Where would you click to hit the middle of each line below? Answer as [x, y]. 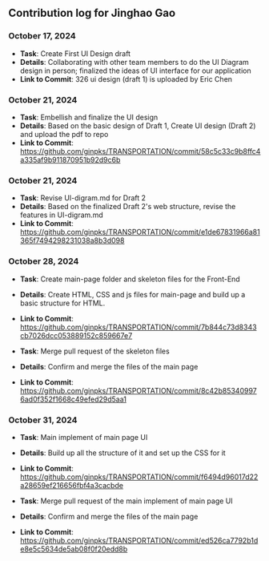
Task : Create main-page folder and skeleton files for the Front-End [130, 279]
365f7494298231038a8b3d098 [72, 240]
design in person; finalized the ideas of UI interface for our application [136, 71]
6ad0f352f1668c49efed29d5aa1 [73, 399]
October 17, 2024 [42, 36]
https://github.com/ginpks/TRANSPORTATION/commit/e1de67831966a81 [140, 232]
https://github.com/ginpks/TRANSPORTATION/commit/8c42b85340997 [139, 390]
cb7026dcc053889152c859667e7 [76, 335]
